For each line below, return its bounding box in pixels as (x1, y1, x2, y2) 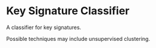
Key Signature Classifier (6, 4, 130, 18)
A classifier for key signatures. (6, 24, 82, 31)
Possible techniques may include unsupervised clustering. (6, 35, 151, 42)
